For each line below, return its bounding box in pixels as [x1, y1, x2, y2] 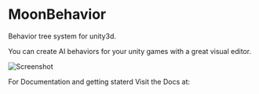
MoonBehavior [8, 5, 107, 23]
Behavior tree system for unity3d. [8, 31, 116, 41]
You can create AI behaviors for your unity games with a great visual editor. [8, 46, 252, 56]
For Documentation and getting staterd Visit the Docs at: [8, 77, 191, 86]
